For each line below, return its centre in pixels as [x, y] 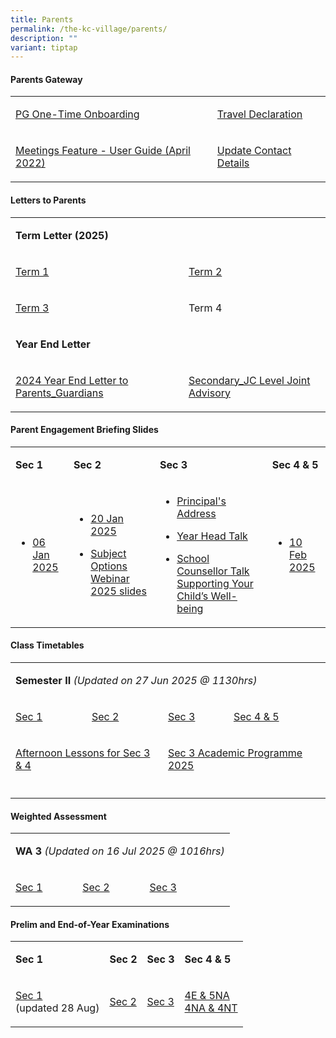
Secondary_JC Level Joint [249, 380]
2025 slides [118, 591]
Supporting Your [215, 583]
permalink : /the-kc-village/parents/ [89, 29]
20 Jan [107, 518]
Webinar [110, 578]
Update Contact [254, 151]
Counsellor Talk [213, 571]
